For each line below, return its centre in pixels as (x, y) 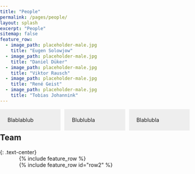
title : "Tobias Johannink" (44, 95)
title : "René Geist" (36, 84)
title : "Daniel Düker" (39, 62)
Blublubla (84, 120)
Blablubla (148, 120)
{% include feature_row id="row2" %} (66, 165)
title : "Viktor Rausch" (40, 73)
